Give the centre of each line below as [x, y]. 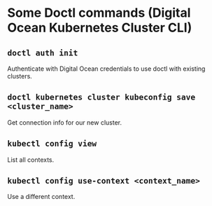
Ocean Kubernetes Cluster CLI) [100, 28]
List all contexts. [31, 160]
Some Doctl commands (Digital [99, 13]
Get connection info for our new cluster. [65, 122]
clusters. [20, 76]
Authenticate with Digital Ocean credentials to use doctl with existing [106, 69]
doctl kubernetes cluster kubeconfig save [101, 97]
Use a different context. [41, 197]
